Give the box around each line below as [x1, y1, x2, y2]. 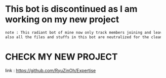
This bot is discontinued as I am [5, 3, 138, 15]
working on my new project [5, 14, 120, 25]
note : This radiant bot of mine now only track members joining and [5, 30, 152, 35]
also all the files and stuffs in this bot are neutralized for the [5, 34, 149, 40]
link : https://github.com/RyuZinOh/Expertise [5, 67, 96, 73]
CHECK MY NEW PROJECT [5, 51, 118, 62]
